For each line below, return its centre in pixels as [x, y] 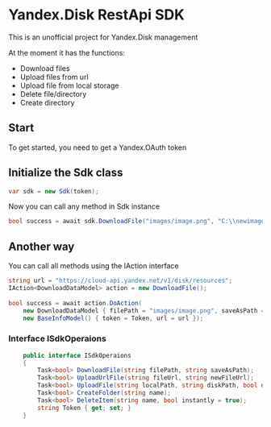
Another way [42, 246]
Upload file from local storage [69, 85]
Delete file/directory [53, 93]
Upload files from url [54, 77]
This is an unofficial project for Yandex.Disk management [103, 37]
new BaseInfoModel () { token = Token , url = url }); [113, 318]
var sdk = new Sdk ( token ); [54, 191]
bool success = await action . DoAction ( [75, 303]
